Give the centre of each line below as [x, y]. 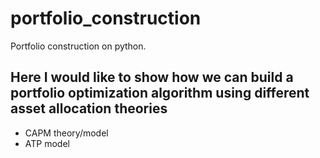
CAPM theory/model [66, 133]
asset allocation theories [89, 108]
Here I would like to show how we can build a [152, 77]
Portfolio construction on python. [78, 46]
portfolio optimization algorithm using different [160, 93]
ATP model [47, 143]
